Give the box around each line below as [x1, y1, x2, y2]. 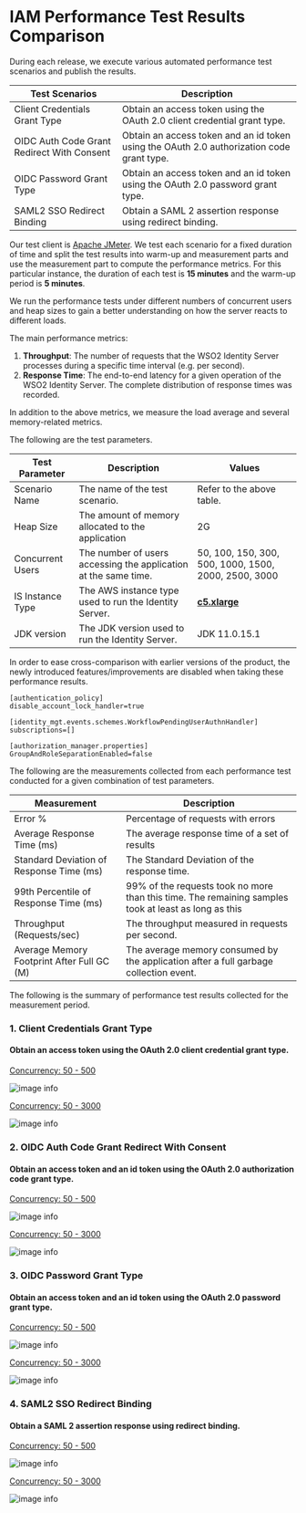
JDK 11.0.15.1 [197, 627, 261, 640]
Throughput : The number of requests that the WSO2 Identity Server [22, 350, 280, 361]
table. [197, 494, 221, 506]
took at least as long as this [126, 902, 243, 914]
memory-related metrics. [9, 416, 103, 427]
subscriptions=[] [9, 725, 76, 735]
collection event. [126, 965, 198, 978]
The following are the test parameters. [9, 433, 153, 444]
